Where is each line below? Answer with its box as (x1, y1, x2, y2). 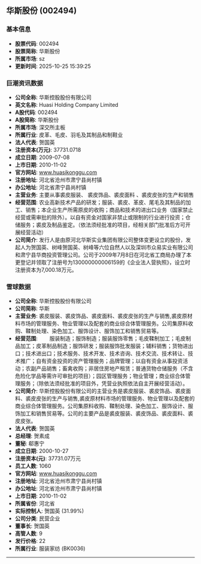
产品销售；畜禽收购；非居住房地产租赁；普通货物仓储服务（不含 (35, 365, 193, 372)
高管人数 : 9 (14, 530, 43, 537)
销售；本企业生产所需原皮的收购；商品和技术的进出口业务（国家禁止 (25, 206, 193, 213)
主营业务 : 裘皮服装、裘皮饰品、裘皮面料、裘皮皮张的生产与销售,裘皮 (14, 313, 182, 320)
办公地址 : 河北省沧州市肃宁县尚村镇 (14, 485, 102, 492)
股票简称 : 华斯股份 (14, 47, 60, 55)
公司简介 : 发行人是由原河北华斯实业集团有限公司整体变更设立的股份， (14, 236, 186, 243)
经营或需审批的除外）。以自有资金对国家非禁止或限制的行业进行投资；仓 (14, 214, 191, 221)
